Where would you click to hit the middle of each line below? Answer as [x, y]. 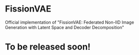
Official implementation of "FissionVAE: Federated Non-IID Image [69, 22]
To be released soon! [48, 47]
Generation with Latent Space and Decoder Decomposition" [65, 27]
